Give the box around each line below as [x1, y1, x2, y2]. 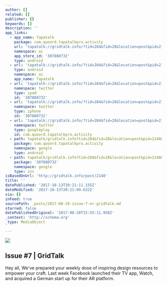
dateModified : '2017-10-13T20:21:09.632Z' [5, 187, 94, 192]
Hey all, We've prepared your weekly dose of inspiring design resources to [5, 265, 158, 271]
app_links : [5, 30, 28, 35]
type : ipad [14, 90, 37, 95]
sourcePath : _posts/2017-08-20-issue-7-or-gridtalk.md [5, 201, 121, 206]
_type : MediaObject [5, 219, 46, 225]
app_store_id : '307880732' [14, 53, 70, 59]
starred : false [5, 206, 37, 211]
